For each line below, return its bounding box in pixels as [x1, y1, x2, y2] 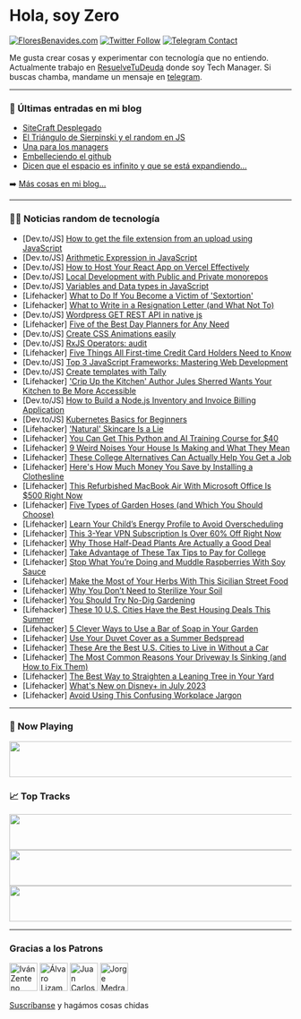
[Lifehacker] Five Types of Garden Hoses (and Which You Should [21, 499, 263, 510]
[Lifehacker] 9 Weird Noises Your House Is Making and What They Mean [21, 442, 290, 453]
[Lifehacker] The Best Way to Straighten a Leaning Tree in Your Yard [21, 671, 275, 681]
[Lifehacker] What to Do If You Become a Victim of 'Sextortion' [21, 290, 254, 301]
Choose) [21, 509, 55, 519]
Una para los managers [21, 141, 109, 152]
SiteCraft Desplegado [21, 123, 102, 133]
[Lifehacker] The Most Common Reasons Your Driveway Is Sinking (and [21, 651, 287, 663]
